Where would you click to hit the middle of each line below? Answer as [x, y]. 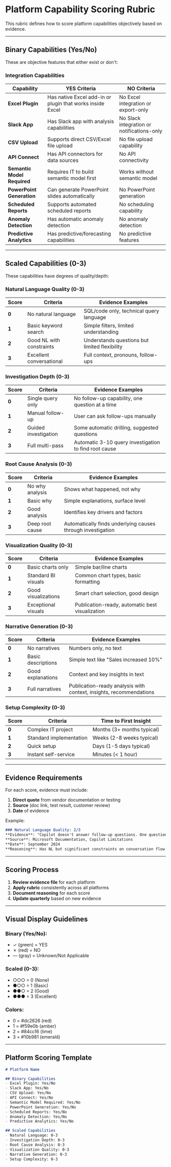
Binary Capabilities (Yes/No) [51, 50]
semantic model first [72, 178]
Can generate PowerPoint [78, 190]
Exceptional [41, 605]
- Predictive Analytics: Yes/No [39, 1122]
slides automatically [71, 196]
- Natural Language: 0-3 [32, 1135]
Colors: [15, 1009]
